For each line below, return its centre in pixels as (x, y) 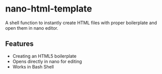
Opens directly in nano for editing (47, 61)
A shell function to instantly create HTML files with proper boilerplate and (81, 23)
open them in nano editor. (32, 28)
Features (19, 44)
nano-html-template (49, 9)
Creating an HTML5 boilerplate (45, 56)
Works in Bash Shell (33, 66)
